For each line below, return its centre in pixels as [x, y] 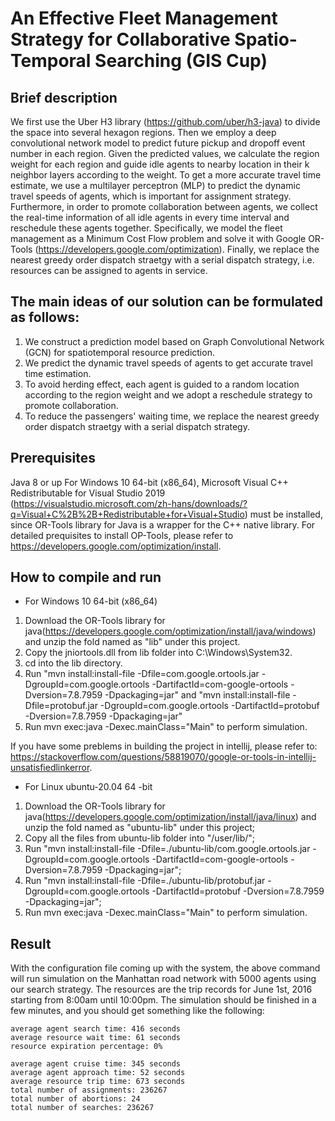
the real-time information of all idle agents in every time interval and [150, 217]
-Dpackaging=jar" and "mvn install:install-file [197, 695]
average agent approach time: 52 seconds [98, 1073]
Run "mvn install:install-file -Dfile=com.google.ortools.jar [142, 674]
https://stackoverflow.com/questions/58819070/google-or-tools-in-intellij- [163, 757]
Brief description [64, 97]
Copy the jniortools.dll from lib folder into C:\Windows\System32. [158, 653]
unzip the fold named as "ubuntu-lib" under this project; [139, 828]
